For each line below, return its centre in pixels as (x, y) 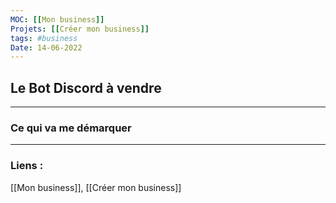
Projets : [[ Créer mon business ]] (80, 29)
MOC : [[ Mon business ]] (57, 19)
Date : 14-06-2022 (46, 47)
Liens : (27, 166)
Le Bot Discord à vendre (86, 87)
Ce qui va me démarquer (71, 128)
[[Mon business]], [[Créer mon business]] (96, 187)
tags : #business (44, 38)
